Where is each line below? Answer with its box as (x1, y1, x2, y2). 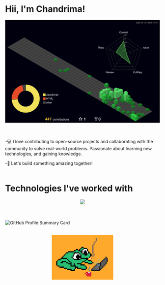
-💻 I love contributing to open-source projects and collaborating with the (5, 139, 153, 145)
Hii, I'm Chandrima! (5, 3, 85, 15)
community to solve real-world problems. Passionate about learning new (5, 146, 152, 152)
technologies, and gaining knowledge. (5, 151, 82, 157)
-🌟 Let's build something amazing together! (5, 160, 93, 166)
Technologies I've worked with (5, 183, 133, 194)
